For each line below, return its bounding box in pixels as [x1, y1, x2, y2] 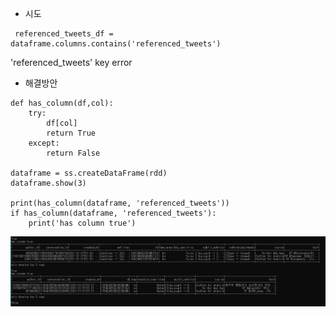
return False [46, 148, 101, 158]
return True [46, 128, 97, 138]
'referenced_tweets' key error [10, 57, 133, 68]
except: [28, 138, 60, 148]
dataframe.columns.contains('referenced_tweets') [10, 39, 222, 49]
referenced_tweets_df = [14, 29, 114, 39]
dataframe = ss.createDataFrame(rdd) [10, 168, 168, 178]
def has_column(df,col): [10, 98, 114, 108]
